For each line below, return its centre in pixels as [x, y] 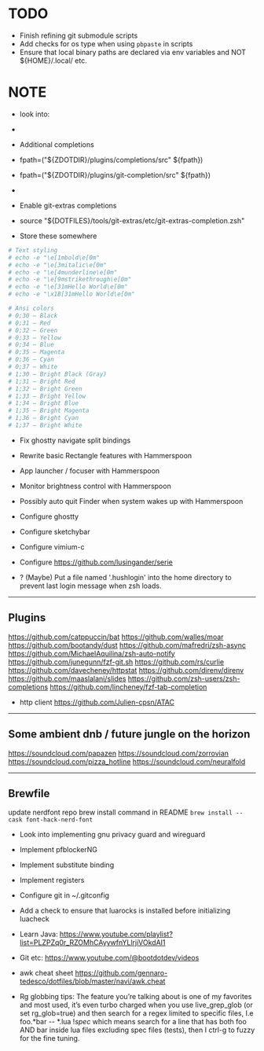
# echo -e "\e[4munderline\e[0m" [63, 272]
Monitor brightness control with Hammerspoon [95, 486]
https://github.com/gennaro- [121, 973]
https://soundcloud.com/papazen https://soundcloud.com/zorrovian [119, 753]
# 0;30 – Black [33, 315]
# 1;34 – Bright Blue [44, 403]
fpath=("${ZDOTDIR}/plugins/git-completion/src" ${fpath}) [115, 175]
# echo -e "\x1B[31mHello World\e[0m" [71, 294]
